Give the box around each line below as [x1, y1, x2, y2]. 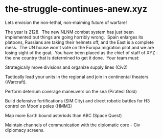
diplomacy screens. [5, 127, 45, 133]
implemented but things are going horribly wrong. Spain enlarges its [5, 34, 143, 40]
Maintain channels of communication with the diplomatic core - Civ [5, 122, 140, 128]
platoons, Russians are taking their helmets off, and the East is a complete [5, 39, 154, 45]
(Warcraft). [5, 79, 27, 85]
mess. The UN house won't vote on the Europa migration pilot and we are [5, 44, 154, 50]
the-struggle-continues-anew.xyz [5, 3, 148, 15]
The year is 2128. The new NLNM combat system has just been [5, 29, 134, 35]
